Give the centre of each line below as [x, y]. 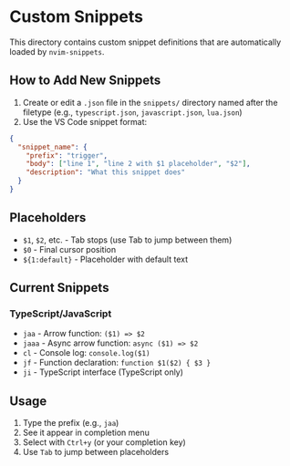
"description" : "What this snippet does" [105, 172]
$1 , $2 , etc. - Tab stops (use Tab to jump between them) [127, 240]
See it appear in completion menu [86, 433]
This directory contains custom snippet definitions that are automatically [145, 42]
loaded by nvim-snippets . [57, 51]
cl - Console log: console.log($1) [86, 353]
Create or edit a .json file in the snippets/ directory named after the [150, 102]
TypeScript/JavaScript [61, 314]
